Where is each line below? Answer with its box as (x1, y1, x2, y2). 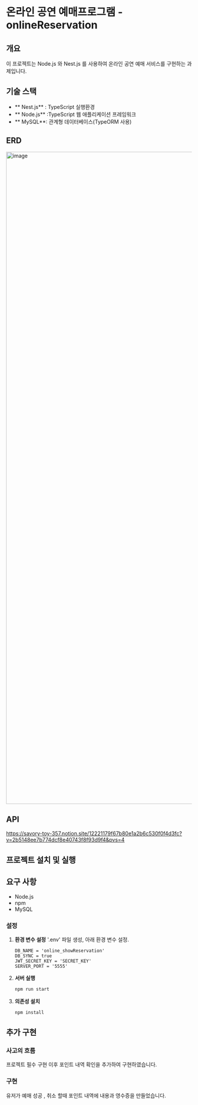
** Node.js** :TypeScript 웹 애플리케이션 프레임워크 (14, 111, 137, 118)
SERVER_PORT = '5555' (14, 963, 68, 969)
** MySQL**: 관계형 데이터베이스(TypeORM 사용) (14, 118, 132, 125)
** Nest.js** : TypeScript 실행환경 (14, 103, 95, 110)
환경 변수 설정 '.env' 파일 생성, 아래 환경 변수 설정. (14, 936, 130, 943)
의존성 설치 (14, 997, 40, 1004)
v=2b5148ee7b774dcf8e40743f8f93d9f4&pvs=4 (6, 836, 125, 844)
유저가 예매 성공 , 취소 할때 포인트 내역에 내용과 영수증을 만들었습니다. (6, 1092, 166, 1099)
